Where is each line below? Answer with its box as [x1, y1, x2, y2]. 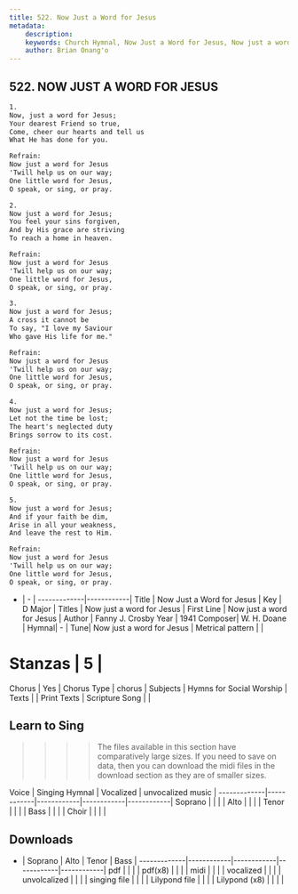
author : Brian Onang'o [25, 46, 109, 55]
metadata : [9, 21, 46, 30]
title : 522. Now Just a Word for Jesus [9, 12, 157, 22]
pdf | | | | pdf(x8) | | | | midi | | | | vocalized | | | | [107, 865, 281, 876]
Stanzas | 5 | [9, 653, 104, 673]
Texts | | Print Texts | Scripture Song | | [9, 692, 152, 703]
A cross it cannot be [9, 316, 90, 325]
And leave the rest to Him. [9, 528, 114, 538]
